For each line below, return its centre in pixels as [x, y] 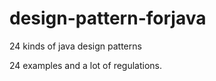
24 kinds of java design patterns [75, 46]
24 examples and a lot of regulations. [86, 65]
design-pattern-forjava [108, 18]
